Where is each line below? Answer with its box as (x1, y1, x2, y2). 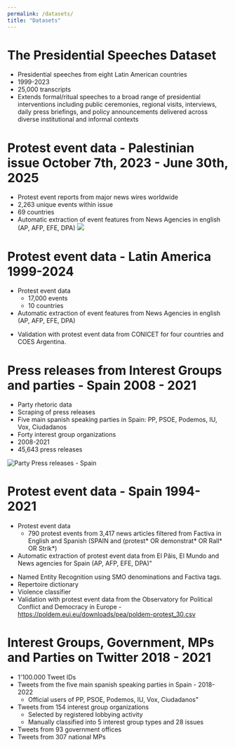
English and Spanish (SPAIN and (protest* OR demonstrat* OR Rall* (27, 537, 223, 545)
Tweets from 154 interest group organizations (17, 703, 149, 711)
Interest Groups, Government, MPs (7, 634, 215, 651)
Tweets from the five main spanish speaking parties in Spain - (17, 680, 196, 689)
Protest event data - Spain (7, 483, 163, 499)
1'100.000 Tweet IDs (17, 673, 76, 682)
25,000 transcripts (17, 85, 72, 94)
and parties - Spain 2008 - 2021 (7, 377, 197, 393)
